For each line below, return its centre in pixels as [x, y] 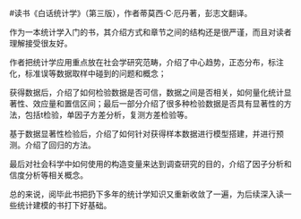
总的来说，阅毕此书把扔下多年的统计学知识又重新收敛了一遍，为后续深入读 [146, 194]
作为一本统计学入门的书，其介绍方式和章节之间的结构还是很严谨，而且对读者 [150, 32]
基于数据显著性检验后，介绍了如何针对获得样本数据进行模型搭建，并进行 [142, 134]
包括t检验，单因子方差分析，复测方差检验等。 [108, 115]
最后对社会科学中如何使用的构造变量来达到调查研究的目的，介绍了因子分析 [146, 164]
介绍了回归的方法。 [60, 145]
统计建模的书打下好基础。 [64, 205]
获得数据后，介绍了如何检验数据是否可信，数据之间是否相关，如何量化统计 [146, 93]
